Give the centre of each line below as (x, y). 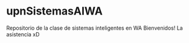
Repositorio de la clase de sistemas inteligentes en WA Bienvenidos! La (94, 28)
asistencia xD (23, 34)
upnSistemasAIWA (54, 11)
